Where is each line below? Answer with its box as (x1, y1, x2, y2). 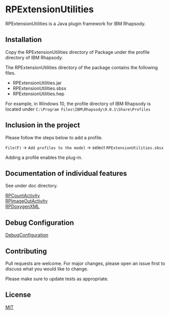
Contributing (5, 247, 47, 256)
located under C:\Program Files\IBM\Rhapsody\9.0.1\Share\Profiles (5, 106, 151, 112)
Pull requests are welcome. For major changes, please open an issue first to (5, 260, 165, 266)
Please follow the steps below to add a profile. (5, 134, 103, 140)
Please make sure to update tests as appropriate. (5, 276, 109, 282)
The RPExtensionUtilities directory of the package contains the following (5, 64, 158, 70)
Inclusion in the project (5, 121, 80, 130)
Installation (5, 35, 42, 44)
